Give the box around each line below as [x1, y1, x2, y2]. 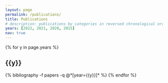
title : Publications [5, 16, 48, 21]
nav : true [5, 30, 26, 35]
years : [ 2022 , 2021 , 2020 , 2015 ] [5, 26, 75, 31]
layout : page [5, 7, 32, 12]
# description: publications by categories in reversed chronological [5, 21, 155, 26]
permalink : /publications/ [5, 12, 61, 17]
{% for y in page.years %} [5, 44, 59, 50]
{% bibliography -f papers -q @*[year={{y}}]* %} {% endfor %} [5, 72, 137, 78]
